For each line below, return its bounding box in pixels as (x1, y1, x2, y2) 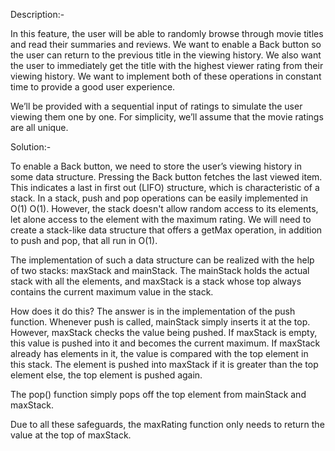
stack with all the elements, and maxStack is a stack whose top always (10, 275, 302, 287)
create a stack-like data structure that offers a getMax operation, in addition (10, 224, 323, 236)
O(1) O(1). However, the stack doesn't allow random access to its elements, (10, 203, 319, 214)
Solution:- (10, 141, 52, 153)
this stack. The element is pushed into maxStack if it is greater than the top (10, 359, 319, 370)
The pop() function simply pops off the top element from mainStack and (10, 389, 307, 400)
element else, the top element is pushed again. (10, 369, 203, 381)
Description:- (10, 9, 65, 20)
